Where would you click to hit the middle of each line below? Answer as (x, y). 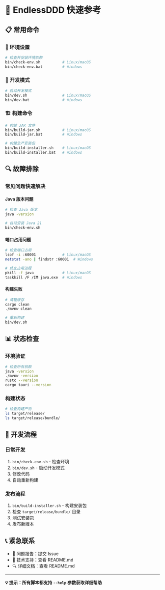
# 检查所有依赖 (18, 366)
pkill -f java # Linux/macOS (48, 273)
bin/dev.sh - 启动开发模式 (38, 468)
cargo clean (17, 304)
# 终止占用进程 (18, 268)
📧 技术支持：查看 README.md (43, 560)
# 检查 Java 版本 (21, 210)
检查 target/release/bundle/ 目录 (46, 511)
